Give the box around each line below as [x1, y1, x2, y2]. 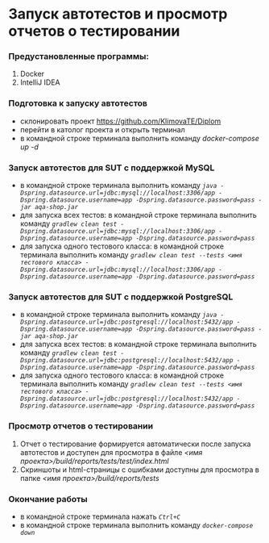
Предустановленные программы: [8, 51, 149, 62]
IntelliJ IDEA [19, 77, 60, 87]
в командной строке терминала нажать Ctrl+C [19, 512, 181, 521]
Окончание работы [8, 493, 88, 504]
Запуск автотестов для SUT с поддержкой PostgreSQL [8, 291, 234, 303]
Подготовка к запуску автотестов [8, 98, 147, 109]
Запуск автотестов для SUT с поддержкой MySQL [8, 162, 215, 173]
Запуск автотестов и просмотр [8, 5, 228, 23]
